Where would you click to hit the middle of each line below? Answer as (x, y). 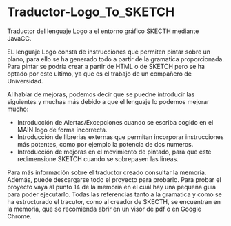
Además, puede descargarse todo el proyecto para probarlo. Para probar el (114, 179)
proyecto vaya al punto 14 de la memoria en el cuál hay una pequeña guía (111, 187)
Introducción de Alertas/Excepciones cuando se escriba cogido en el (115, 122)
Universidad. (25, 81)
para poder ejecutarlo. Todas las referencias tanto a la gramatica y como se (114, 194)
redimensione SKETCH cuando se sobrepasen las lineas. (98, 158)
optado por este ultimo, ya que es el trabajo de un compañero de (99, 74)
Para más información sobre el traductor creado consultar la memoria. (107, 172)
